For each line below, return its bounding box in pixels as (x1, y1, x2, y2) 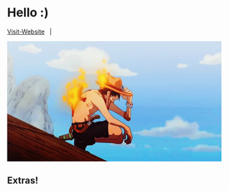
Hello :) (7, 5, 49, 21)
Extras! (7, 175, 39, 186)
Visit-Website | (7, 27, 52, 36)
